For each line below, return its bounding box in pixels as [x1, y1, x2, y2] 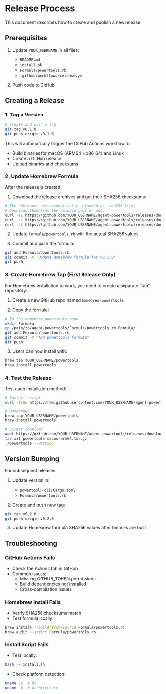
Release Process [5, 3, 75, 14]
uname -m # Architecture [5, 685, 58, 691]
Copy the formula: [12, 307, 49, 313]
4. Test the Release [5, 374, 52, 381]
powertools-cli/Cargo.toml [19, 488, 76, 493]
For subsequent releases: [5, 467, 57, 473]
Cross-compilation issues [19, 586, 72, 592]
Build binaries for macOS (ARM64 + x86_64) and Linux [12, 150, 124, 156]
